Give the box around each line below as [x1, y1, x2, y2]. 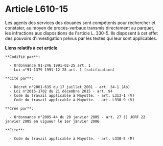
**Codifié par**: [5, 54, 41, 59]
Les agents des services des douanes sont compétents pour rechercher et [5, 20, 156, 26]
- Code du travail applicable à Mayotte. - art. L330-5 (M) [9, 136, 135, 141]
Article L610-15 [5, 3, 69, 15]
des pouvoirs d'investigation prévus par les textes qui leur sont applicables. [5, 35, 158, 41]
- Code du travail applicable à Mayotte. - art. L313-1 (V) [9, 93, 135, 98]
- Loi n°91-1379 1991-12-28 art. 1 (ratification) [9, 67, 115, 72]
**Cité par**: [5, 76, 34, 81]
